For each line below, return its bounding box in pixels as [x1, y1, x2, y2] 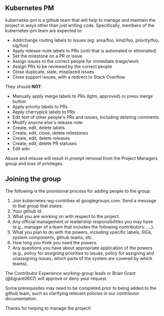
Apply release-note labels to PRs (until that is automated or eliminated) [12, 47, 157, 53]
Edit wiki [12, 145, 30, 151]
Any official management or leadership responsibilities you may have [12, 219, 153, 225]
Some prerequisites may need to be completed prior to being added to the [5, 285, 157, 291]
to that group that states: [12, 203, 63, 209]
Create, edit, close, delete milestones [12, 130, 88, 135]
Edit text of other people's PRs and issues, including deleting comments [12, 114, 160, 120]
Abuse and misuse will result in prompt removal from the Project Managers [5, 155, 158, 161]
